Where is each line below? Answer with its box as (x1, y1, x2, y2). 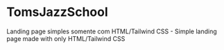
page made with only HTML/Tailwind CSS (6, 34, 126, 42)
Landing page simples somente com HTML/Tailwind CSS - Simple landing (6, 27, 218, 35)
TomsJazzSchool (6, 4, 108, 20)
